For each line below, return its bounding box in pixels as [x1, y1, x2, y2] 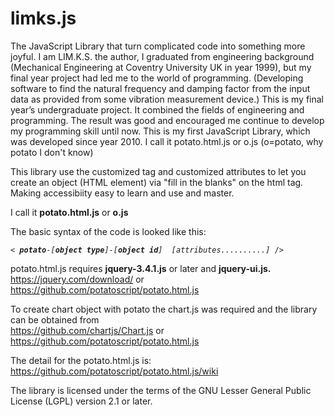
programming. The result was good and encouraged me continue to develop [10, 114, 325, 126]
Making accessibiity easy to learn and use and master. [10, 187, 235, 199]
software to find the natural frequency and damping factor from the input [10, 82, 311, 94]
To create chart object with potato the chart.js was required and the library [10, 303, 318, 315]
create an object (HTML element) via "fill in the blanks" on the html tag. [10, 176, 304, 188]
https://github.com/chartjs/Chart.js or [10, 324, 165, 336]
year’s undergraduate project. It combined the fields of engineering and [10, 103, 305, 116]
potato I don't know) [10, 146, 94, 158]
